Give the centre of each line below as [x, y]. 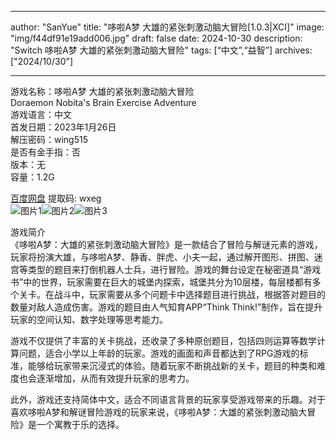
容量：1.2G [32, 177]
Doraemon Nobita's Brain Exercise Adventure [103, 102]
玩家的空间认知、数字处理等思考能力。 [89, 319]
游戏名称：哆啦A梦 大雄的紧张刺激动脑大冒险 [102, 91]
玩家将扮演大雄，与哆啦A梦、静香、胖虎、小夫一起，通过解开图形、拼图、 [162, 257]
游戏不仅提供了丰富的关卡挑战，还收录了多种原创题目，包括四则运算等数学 [163, 340]
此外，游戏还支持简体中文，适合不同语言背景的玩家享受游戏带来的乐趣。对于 [168, 399]
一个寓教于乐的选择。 [80, 424]
